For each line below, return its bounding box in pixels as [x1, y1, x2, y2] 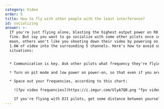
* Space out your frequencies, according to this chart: [9, 79, 128, 84]
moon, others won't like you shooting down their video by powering [9, 39, 152, 44]
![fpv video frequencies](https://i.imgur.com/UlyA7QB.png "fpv [14, 87, 147, 93]
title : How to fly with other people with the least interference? [5, 16, 145, 21]
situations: [9, 48, 34, 53]
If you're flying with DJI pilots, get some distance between [14, 96, 143, 102]
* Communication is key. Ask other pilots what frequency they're [9, 61, 147, 66]
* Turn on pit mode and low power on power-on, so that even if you [9, 70, 152, 75]
